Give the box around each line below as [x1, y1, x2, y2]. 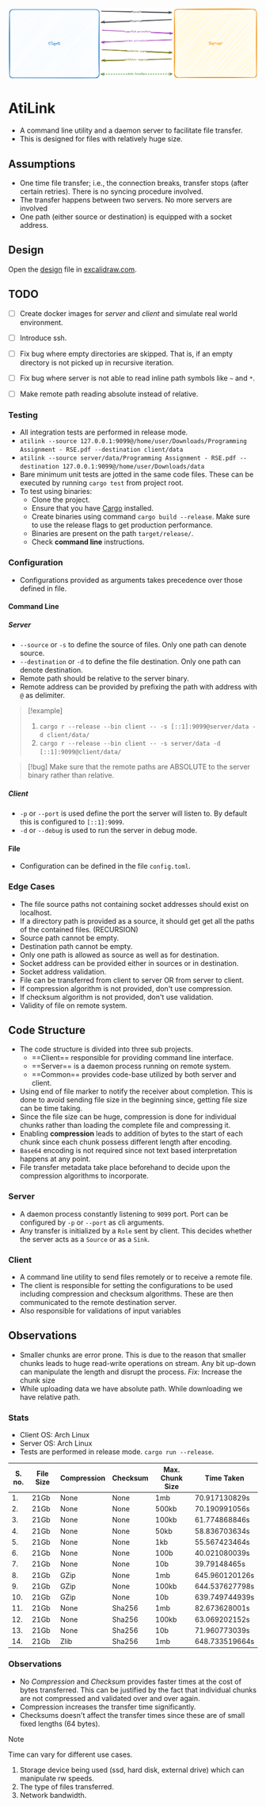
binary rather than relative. [27, 770, 115, 780]
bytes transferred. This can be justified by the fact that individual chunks [19, 1684, 257, 1695]
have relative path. [19, 1392, 81, 1402]
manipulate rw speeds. [19, 1773, 95, 1783]
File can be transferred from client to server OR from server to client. [19, 975, 244, 985]
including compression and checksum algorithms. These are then [19, 1289, 234, 1299]
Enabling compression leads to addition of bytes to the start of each [19, 1129, 243, 1139]
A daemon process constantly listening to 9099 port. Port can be [19, 1209, 229, 1218]
